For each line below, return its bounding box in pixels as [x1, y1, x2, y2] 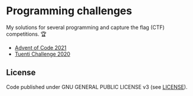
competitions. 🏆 [6, 30, 47, 37]
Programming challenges [6, 4, 132, 18]
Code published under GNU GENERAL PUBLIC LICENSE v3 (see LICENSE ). [6, 83, 188, 90]
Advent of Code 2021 [14, 44, 67, 51]
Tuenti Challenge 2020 [14, 50, 71, 57]
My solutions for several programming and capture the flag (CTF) [6, 24, 165, 31]
